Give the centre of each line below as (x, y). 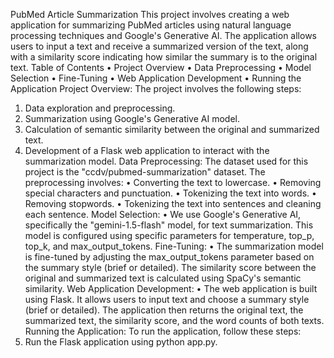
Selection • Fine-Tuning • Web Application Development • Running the (156, 78)
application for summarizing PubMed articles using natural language (151, 25)
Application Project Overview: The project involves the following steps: (156, 88)
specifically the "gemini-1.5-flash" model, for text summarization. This (169, 225)
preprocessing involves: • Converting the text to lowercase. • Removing (173, 182)
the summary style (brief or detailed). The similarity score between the (170, 267)
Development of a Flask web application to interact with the (147, 150)
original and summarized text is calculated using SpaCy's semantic (163, 278)
